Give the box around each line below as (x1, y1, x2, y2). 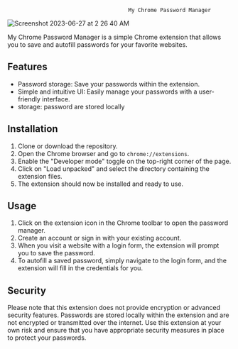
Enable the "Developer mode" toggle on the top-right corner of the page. (17, 157, 232, 165)
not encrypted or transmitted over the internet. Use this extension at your (7, 318, 222, 327)
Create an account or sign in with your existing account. (17, 234, 182, 243)
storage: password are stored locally (17, 102, 125, 111)
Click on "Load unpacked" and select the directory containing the (17, 164, 210, 173)
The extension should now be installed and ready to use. (17, 179, 183, 188)
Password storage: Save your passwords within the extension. (17, 79, 200, 88)
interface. (42, 94, 70, 103)
